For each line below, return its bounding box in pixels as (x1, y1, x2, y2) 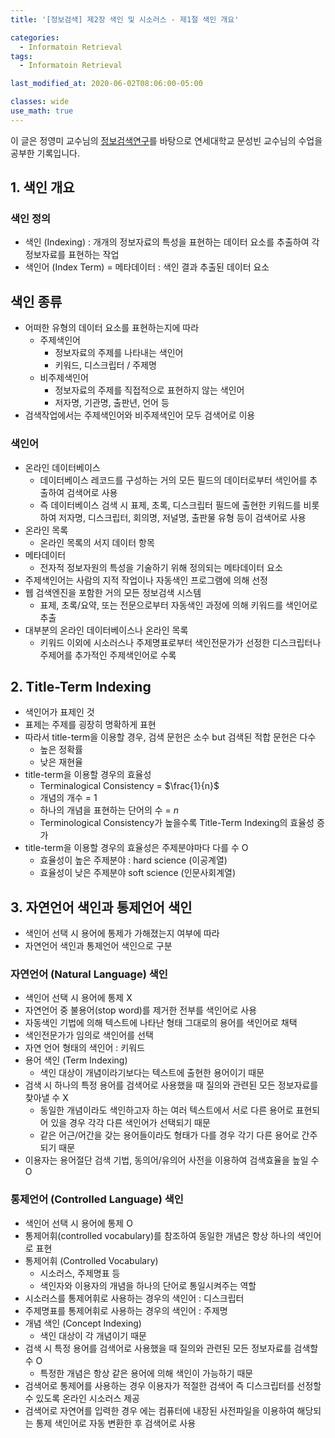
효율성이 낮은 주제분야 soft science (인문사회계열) (39, 867, 237, 879)
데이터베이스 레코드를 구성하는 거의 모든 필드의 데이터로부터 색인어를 (39, 474, 308, 486)
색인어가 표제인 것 (24, 706, 95, 718)
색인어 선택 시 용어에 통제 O (24, 1217, 133, 1229)
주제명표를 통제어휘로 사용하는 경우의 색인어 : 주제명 (24, 1304, 228, 1316)
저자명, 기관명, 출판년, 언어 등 (54, 397, 170, 409)
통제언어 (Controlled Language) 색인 (10, 1192, 184, 1206)
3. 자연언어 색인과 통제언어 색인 (10, 899, 193, 916)
